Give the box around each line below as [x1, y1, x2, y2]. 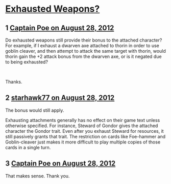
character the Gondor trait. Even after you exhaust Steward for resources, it [5, 128, 164, 134]
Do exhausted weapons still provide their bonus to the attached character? [5, 37, 162, 43]
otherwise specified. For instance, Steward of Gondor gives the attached [5, 122, 158, 129]
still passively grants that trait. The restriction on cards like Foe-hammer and [5, 133, 166, 139]
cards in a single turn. [5, 144, 51, 150]
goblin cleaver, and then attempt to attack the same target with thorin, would [5, 48, 166, 54]
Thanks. [5, 79, 22, 85]
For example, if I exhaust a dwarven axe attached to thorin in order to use [5, 43, 159, 49]
